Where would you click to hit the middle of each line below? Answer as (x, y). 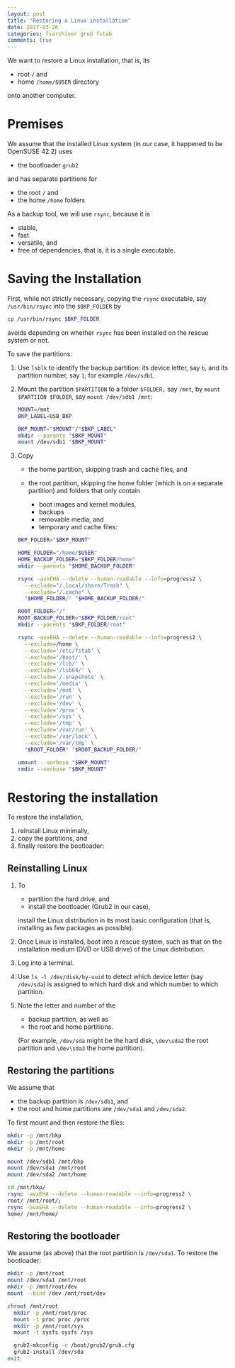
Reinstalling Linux (47, 868)
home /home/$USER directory (58, 82)
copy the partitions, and (52, 839)
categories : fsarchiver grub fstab (60, 34)
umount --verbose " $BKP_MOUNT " (64, 762)
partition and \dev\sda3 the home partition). (81, 1048)
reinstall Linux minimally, (53, 831)
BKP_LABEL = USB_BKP (45, 416)
